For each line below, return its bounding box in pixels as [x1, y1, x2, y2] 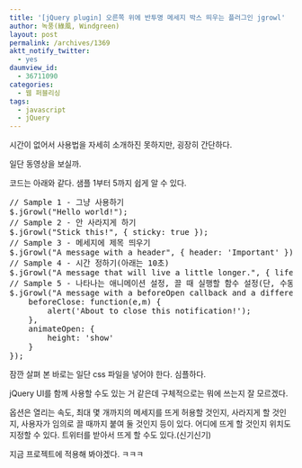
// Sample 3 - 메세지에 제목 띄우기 [9, 238, 151, 248]
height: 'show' [47, 333, 114, 343]
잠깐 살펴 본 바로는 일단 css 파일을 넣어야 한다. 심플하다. [9, 369, 207, 380]
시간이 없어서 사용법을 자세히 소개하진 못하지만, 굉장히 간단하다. [9, 139, 233, 150]
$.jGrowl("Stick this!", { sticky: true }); [9, 227, 209, 238]
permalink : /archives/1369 [9, 38, 111, 48]
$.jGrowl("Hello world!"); [9, 207, 129, 217]
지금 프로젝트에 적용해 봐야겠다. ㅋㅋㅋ [9, 449, 144, 460]
